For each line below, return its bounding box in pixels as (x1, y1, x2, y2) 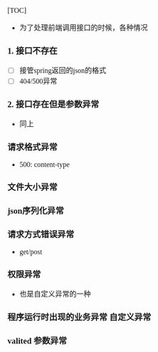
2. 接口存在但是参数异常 (7, 99, 100, 110)
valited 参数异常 (7, 336, 68, 346)
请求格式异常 (7, 142, 58, 152)
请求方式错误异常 (7, 229, 75, 240)
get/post (19, 248, 43, 257)
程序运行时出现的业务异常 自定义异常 (7, 312, 152, 323)
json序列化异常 (7, 206, 64, 216)
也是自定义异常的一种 (19, 290, 91, 299)
